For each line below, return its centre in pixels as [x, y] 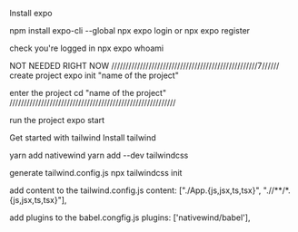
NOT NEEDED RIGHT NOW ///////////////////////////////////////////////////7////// [144, 66]
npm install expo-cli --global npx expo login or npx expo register [130, 30]
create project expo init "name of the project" [94, 75]
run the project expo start [57, 120]
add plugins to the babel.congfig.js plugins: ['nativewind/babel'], [130, 217]
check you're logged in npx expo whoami [87, 48]
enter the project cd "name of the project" [88, 93]
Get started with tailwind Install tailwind [83, 138]
